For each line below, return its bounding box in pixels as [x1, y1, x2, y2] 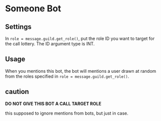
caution [5, 88, 30, 96]
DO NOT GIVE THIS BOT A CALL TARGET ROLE [5, 100, 102, 106]
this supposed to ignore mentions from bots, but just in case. [5, 110, 129, 116]
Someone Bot [5, 3, 62, 14]
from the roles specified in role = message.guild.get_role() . [5, 73, 129, 79]
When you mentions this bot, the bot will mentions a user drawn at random [5, 68, 157, 74]
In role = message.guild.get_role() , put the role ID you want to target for [5, 35, 155, 41]
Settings [5, 23, 32, 31]
